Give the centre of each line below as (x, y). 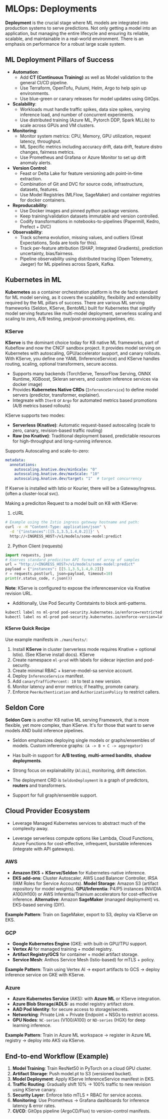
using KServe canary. (34, 1090)
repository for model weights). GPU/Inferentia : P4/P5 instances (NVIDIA (87, 888)
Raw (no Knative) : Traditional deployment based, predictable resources (86, 435)
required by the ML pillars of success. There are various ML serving (75, 302)
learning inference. (32, 1026)
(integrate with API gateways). (43, 849)
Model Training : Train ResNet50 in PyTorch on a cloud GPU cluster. (82, 1068)
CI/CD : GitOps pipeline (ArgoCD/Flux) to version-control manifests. (81, 1111)
